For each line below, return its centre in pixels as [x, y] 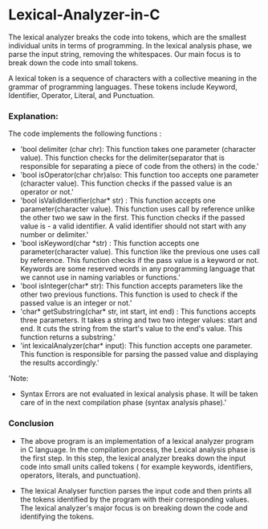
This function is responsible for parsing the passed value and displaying [139, 355]
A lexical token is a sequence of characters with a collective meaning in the [133, 78]
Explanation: [33, 116]
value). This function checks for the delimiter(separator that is [122, 158]
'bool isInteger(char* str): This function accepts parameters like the [131, 286]
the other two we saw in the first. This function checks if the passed [132, 218]
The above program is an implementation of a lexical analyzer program [137, 441]
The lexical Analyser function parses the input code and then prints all [136, 490]
